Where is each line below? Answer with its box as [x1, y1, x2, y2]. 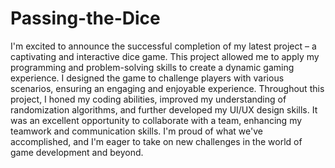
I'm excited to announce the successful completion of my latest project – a [10, 40, 317, 52]
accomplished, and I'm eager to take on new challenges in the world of [10, 135, 303, 147]
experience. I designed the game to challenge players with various [10, 72, 285, 84]
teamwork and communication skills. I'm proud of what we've [10, 125, 263, 137]
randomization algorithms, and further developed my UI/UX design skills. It [10, 103, 318, 116]
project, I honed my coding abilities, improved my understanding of [10, 93, 287, 105]
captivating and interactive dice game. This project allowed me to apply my [10, 50, 320, 62]
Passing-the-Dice [10, 7, 161, 30]
